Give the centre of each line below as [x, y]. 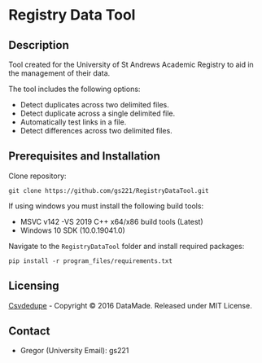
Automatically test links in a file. [73, 122]
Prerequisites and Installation [84, 156]
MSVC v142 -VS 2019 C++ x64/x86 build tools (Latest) [111, 221]
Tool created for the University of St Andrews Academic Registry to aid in [131, 64]
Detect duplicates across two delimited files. [94, 105]
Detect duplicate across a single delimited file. [98, 113]
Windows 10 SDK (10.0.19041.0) [73, 230]
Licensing [34, 286]
